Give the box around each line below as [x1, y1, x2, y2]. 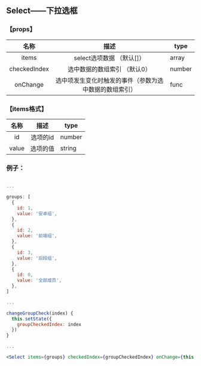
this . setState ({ [11, 316, 52, 322]
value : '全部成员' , [17, 277, 62, 283]
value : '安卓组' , [17, 210, 57, 217]
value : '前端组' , [17, 233, 57, 239]
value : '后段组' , [17, 255, 57, 261]
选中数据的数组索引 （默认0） [68, 65, 151, 73]
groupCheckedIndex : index [17, 321, 82, 328]
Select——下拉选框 [6, 5, 78, 16]
